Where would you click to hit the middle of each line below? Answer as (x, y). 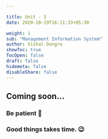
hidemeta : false (26, 66)
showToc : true (24, 50)
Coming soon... (36, 96)
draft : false (22, 61)
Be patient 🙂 (24, 113)
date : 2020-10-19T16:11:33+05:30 (48, 22)
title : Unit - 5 (26, 17)
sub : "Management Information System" (54, 39)
